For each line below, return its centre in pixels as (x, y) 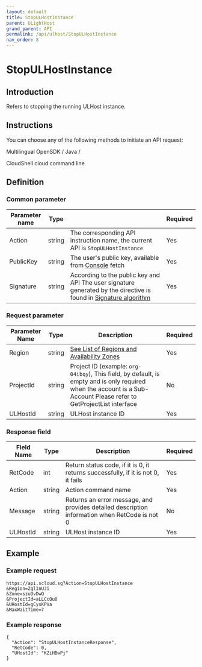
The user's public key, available (115, 258)
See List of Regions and (103, 349)
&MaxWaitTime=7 (25, 610)
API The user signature (103, 282)
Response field (29, 432)
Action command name (98, 490)
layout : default (26, 12)
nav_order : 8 (23, 40)
